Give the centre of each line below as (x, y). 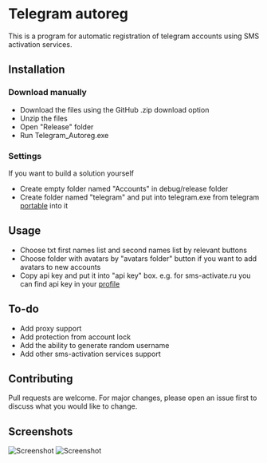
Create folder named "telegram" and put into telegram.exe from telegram (139, 197)
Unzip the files (43, 118)
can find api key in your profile (70, 283)
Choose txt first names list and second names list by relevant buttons (133, 250)
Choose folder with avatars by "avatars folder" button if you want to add (138, 258)
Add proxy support (51, 328)
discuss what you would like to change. (73, 406)
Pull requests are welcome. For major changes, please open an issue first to (133, 398)
